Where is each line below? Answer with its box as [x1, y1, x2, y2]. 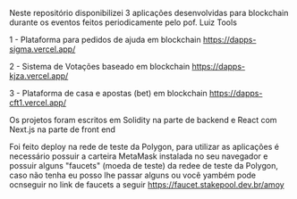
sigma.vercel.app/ [9, 44, 76, 54]
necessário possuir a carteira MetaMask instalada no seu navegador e [9, 151, 268, 162]
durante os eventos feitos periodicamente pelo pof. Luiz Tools [9, 17, 237, 28]
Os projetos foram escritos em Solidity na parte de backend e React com [9, 115, 277, 125]
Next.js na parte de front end [9, 124, 116, 135]
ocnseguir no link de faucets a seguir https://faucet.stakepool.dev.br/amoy [9, 179, 284, 190]
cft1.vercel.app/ [9, 97, 67, 108]
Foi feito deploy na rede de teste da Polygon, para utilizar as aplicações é [9, 142, 280, 152]
